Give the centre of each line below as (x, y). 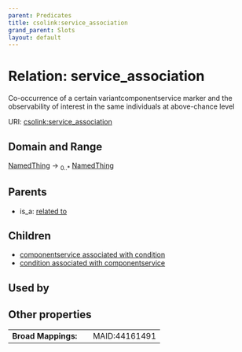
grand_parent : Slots (42, 30)
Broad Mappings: (45, 335)
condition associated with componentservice (92, 263)
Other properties (50, 315)
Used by (29, 288)
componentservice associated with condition (92, 255)
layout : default (35, 37)
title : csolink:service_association (68, 23)
